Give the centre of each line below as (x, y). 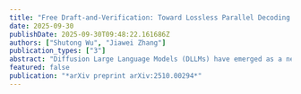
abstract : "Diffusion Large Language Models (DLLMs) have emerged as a (146, 59)
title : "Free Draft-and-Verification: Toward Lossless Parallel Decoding (150, 17)
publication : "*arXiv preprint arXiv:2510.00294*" (106, 76)
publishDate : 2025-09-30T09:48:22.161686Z (90, 34)
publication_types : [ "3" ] (57, 51)
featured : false (39, 68)
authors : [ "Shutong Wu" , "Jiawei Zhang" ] (88, 43)
